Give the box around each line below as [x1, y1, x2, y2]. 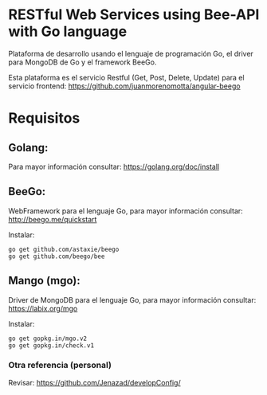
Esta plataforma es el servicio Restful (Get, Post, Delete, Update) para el [8, 72, 245, 82]
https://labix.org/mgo [8, 303, 78, 313]
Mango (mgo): [8, 274, 81, 287]
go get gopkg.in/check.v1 [8, 341, 94, 350]
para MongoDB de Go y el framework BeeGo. [8, 57, 157, 67]
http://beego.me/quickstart [8, 214, 97, 224]
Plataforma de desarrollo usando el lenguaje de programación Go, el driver [8, 49, 253, 58]
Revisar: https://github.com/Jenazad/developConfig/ [8, 377, 181, 387]
